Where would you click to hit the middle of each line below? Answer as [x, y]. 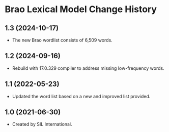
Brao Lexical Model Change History [81, 9]
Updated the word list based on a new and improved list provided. [81, 96]
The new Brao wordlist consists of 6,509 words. [62, 40]
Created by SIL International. [42, 124]
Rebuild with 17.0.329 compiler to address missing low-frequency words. [88, 68]
